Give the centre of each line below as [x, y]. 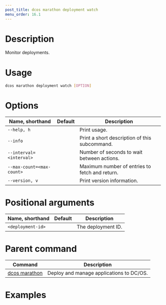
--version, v [23, 181]
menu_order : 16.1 [23, 14]
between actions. [99, 158]
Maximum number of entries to [115, 167]
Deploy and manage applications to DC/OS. [98, 273]
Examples [26, 295]
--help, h [19, 130]
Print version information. [109, 181]
